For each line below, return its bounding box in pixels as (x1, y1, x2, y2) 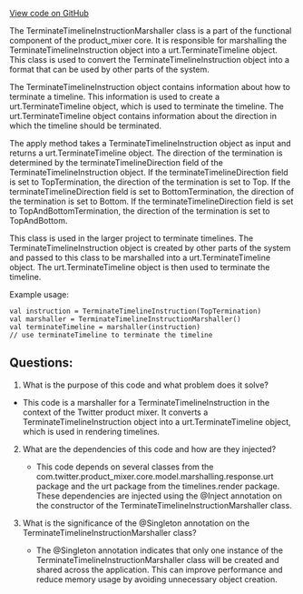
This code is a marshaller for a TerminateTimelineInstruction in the (22, 397, 270, 408)
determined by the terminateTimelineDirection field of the (9, 157, 224, 167)
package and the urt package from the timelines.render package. (35, 480, 280, 491)
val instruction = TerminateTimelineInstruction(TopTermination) (9, 307, 261, 316)
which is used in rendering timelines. (22, 426, 161, 437)
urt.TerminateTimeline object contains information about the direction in (9, 111, 278, 121)
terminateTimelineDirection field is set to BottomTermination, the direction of (9, 186, 295, 196)
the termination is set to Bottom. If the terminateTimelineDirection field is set (9, 196, 294, 206)
